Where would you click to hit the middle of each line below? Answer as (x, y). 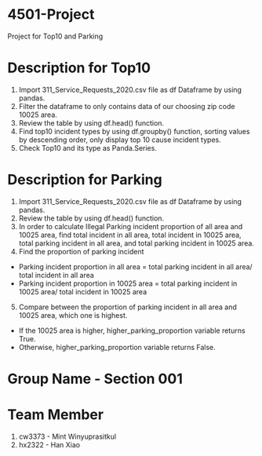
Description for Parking (85, 180)
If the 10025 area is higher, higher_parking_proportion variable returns (132, 330)
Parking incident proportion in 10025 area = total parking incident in (128, 283)
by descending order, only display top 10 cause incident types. (120, 140)
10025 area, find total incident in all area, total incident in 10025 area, (130, 235)
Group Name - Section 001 (95, 379)
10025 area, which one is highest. (73, 315)
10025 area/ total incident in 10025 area (83, 291)
